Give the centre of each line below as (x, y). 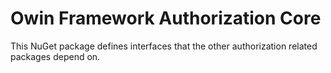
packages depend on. (55, 56)
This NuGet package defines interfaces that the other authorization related (164, 46)
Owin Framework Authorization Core (166, 18)
